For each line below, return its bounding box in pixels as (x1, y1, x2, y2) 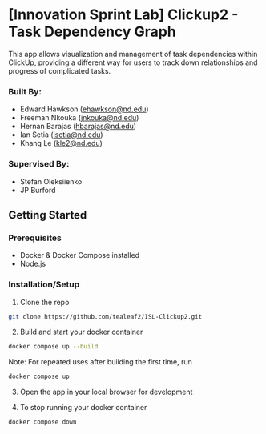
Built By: (8, 86, 42, 97)
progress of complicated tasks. (8, 66, 111, 75)
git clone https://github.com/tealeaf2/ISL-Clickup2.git (8, 312, 203, 321)
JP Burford (19, 185, 56, 195)
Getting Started (8, 208, 87, 222)
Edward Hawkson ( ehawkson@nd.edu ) (19, 104, 150, 114)
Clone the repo (19, 297, 70, 307)
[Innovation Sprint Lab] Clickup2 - (8, 6, 239, 24)
